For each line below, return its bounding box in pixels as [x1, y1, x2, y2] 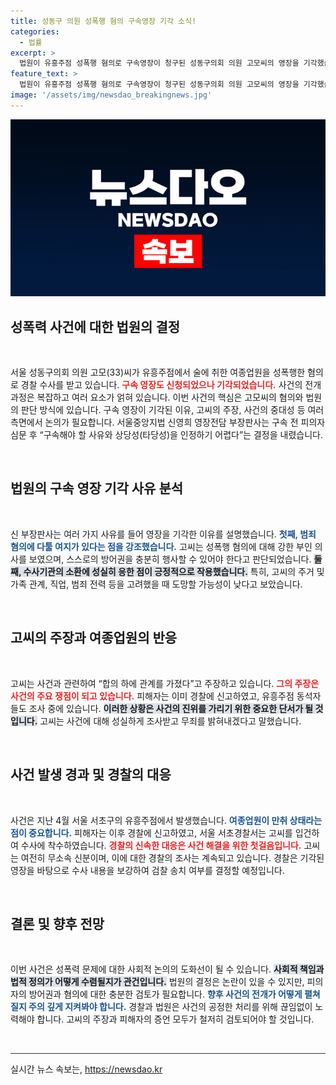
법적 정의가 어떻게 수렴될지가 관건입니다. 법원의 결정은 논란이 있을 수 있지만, [10, 976, 305, 988]
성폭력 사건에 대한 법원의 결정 [10, 318, 181, 335]
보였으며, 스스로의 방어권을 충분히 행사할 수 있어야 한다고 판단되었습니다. [28, 553, 312, 565]
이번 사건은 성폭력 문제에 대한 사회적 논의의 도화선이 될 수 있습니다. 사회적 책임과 [10, 963, 325, 975]
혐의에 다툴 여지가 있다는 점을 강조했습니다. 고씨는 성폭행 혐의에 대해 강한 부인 [10, 540, 313, 552]
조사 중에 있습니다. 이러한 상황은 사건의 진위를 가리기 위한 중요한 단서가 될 [28, 702, 314, 714]
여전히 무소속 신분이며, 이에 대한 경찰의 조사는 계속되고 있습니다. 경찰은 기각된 [20, 851, 325, 864]
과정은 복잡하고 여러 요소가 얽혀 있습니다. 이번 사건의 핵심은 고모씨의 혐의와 [10, 391, 304, 404]
